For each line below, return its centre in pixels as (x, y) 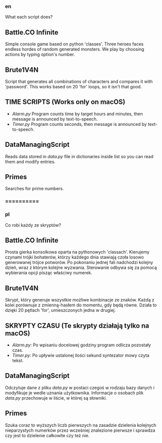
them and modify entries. (30, 161)
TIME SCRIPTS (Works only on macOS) (65, 102)
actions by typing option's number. (40, 55)
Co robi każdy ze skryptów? (33, 225)
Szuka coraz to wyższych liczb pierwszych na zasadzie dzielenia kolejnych (81, 425)
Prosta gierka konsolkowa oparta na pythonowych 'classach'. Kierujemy (77, 252)
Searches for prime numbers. (35, 189)
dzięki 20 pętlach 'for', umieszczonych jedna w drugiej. (61, 310)
